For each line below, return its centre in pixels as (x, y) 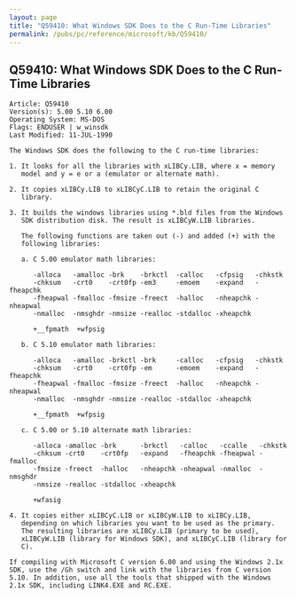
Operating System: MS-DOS (57, 120)
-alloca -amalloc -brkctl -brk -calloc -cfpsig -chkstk (158, 360)
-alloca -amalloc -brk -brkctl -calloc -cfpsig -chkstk (158, 275)
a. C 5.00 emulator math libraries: (89, 260)
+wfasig (47, 500)
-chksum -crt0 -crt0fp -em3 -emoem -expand (138, 283)
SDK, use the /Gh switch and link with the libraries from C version (140, 570)
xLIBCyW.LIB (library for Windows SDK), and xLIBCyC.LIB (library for (154, 539)
